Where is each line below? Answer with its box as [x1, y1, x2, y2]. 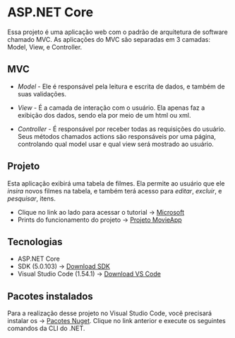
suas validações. [17, 89, 67, 98]
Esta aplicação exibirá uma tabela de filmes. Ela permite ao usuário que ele [7, 179, 225, 188]
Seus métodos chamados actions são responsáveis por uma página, [17, 132, 217, 140]
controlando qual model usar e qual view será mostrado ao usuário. [17, 140, 214, 148]
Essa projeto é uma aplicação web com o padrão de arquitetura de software [7, 28, 228, 36]
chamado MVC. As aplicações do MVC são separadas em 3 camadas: [7, 35, 210, 43]
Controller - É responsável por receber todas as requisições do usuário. [17, 125, 226, 133]
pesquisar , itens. [7, 194, 56, 203]
